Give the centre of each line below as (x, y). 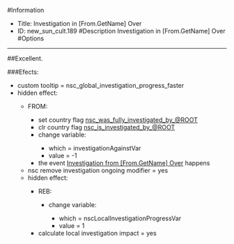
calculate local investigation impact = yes (97, 233)
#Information (26, 10)
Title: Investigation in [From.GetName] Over (79, 23)
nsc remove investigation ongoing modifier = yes (98, 170)
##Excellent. (25, 58)
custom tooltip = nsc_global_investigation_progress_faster (101, 85)
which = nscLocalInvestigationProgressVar (120, 218)
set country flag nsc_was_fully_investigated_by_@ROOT (118, 120)
